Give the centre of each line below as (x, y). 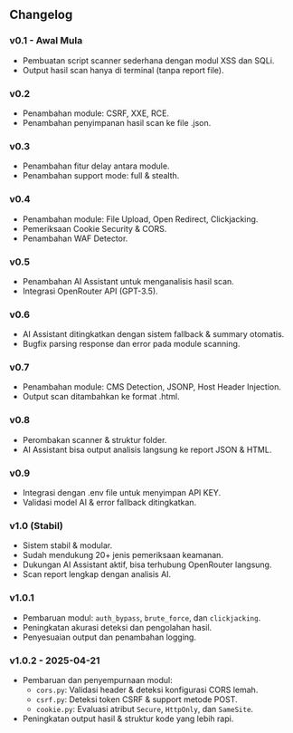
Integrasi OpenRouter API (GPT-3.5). (90, 291)
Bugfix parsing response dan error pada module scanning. (131, 344)
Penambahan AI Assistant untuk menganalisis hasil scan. (128, 281)
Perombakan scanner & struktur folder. (95, 439)
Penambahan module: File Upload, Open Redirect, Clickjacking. (140, 219)
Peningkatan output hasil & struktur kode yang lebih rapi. (128, 719)
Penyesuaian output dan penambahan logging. (109, 637)
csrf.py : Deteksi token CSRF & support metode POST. (137, 699)
